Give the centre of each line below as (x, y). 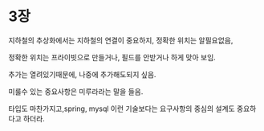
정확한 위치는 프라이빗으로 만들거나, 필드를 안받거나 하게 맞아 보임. (112, 57)
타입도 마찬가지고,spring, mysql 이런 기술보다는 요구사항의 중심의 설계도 (122, 108)
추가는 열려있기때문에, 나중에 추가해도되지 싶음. (82, 74)
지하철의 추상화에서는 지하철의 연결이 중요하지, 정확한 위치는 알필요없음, (121, 40)
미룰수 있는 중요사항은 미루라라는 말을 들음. (76, 91)
